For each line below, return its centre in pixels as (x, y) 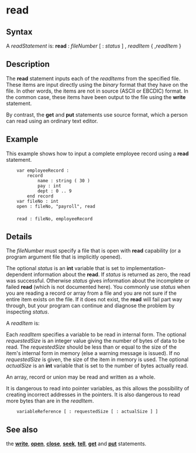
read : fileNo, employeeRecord (55, 219)
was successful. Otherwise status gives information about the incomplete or (98, 281)
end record (40, 196)
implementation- (146, 268)
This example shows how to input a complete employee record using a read (97, 154)
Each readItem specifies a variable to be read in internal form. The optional (96, 335)
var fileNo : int (38, 201)
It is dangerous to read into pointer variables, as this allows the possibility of (98, 389)
